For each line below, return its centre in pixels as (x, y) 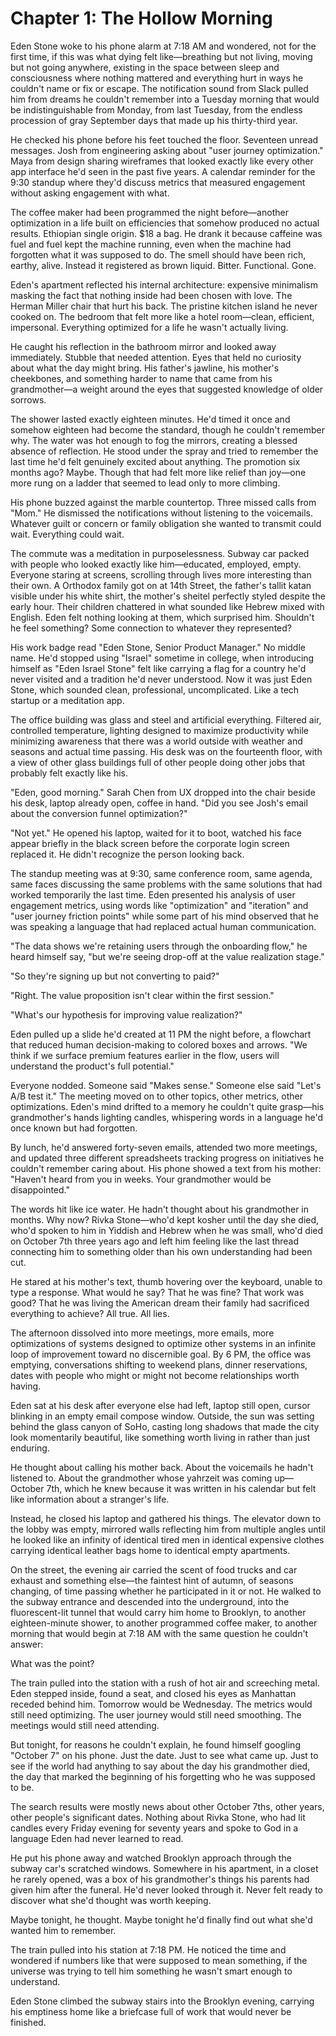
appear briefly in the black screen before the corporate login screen (150, 843)
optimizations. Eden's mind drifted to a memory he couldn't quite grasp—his (167, 1106)
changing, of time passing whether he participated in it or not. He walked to (166, 1591)
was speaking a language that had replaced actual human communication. (163, 926)
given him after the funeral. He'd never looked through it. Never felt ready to (166, 1889)
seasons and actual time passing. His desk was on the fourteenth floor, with (166, 751)
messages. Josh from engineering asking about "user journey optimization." (167, 150)
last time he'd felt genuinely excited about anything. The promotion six (155, 461)
